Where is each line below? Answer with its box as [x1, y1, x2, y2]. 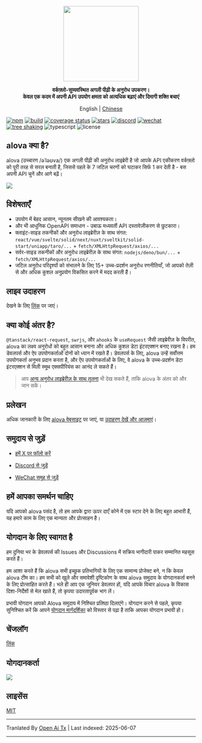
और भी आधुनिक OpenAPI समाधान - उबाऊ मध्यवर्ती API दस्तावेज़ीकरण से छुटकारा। [14, 222, 180, 229]
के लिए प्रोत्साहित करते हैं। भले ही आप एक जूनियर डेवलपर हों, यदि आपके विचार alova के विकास [6, 580, 189, 588]
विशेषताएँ [6, 199, 31, 210]
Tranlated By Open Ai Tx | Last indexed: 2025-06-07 [6, 724, 136, 732]
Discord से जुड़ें [14, 462, 48, 469]
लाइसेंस [6, 691, 28, 701]
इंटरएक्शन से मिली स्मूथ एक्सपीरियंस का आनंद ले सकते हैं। [6, 363, 117, 371]
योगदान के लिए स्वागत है [6, 532, 73, 542]
